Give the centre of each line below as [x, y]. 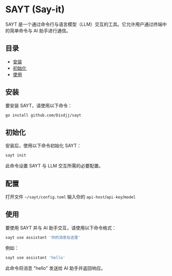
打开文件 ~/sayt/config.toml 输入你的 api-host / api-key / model [71, 197]
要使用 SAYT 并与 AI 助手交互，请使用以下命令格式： [61, 228]
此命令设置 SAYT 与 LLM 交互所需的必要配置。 [54, 166]
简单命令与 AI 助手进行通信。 [40, 30]
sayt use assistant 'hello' [35, 258]
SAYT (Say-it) [35, 9]
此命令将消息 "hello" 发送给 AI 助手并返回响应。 [55, 268]
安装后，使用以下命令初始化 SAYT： [43, 146]
